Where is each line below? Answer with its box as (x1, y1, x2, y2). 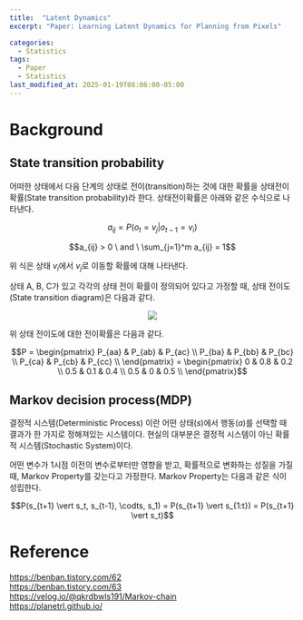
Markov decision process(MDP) (9, 392, 192, 408)
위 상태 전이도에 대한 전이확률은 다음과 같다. (9, 329, 165, 340)
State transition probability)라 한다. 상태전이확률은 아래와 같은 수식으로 (26, 192, 281, 202)
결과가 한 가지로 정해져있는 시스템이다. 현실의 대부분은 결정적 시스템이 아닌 (9, 428, 274, 440)
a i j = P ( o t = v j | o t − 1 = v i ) (107, 221, 198, 234)
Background (9, 119, 103, 140)
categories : (9, 38, 54, 47)
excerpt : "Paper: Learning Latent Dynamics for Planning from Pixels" (9, 22, 282, 31)
